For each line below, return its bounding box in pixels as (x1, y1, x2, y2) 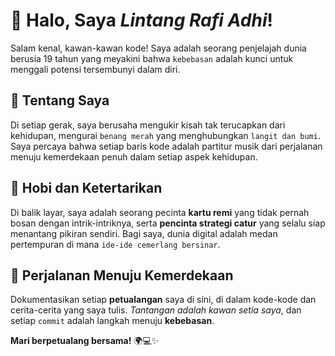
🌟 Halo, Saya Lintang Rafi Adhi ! (10, 9, 274, 32)
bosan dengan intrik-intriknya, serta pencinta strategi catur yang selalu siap (10, 217, 326, 229)
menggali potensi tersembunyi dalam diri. (10, 63, 181, 75)
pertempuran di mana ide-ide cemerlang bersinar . (10, 238, 221, 250)
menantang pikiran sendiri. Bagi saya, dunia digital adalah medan (10, 227, 278, 239)
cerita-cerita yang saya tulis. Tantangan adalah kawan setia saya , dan (10, 304, 302, 316)
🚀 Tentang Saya (10, 92, 110, 109)
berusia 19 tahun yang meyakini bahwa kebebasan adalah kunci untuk (10, 52, 294, 64)
